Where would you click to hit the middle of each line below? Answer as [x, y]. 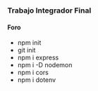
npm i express [38, 57]
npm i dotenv [37, 80]
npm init [29, 43]
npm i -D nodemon [45, 65]
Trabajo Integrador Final [49, 10]
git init [26, 50]
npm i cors [33, 73]
